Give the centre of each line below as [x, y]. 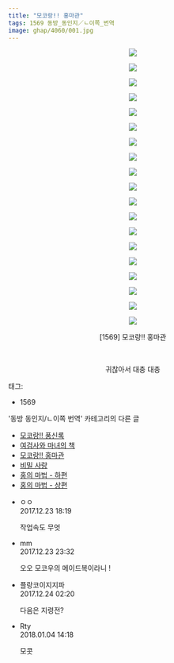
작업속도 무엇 [40, 527]
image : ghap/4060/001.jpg [51, 30]
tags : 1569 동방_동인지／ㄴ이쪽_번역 [61, 23]
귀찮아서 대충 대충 [133, 370]
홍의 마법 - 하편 [43, 475]
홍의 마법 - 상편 [43, 485]
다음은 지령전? [42, 611]
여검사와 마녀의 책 [47, 445]
